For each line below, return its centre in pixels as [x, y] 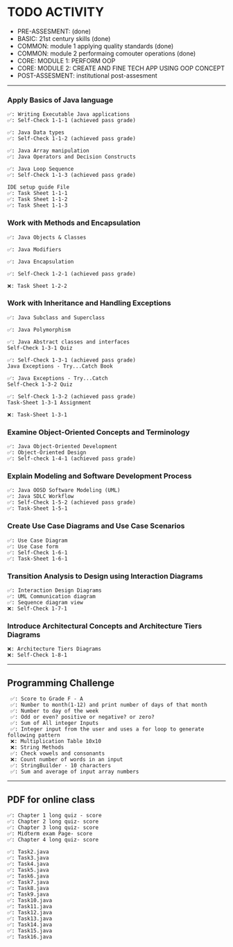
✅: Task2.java [28, 852]
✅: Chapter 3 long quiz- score [53, 827]
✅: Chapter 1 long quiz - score [54, 815]
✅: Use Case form [33, 546]
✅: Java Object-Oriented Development [62, 447]
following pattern [34, 735]
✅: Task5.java [28, 870]
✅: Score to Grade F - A [46, 699]
